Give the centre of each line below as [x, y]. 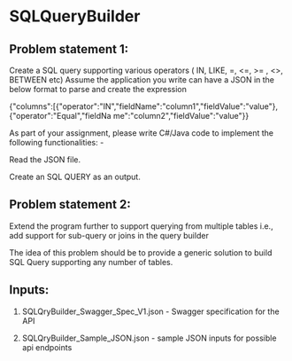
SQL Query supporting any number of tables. [91, 262]
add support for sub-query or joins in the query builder [109, 235]
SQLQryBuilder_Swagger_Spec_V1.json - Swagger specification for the [151, 311]
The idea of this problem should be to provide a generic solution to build [141, 252]
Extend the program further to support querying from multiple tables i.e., [141, 226]
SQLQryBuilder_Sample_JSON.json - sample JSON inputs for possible [149, 338]
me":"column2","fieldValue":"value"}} [181, 116]
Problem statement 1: [69, 49]
